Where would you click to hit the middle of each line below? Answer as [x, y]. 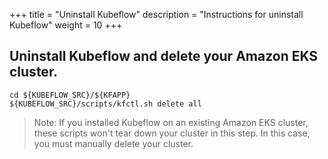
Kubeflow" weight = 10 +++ [66, 25]
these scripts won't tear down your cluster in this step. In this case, [172, 133]
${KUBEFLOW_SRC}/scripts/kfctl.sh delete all [105, 104]
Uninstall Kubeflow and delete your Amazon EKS [164, 56]
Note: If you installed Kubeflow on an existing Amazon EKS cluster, [171, 122]
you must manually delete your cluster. [113, 143]
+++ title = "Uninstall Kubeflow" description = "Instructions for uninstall [156, 14]
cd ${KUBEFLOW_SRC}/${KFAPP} [70, 95]
